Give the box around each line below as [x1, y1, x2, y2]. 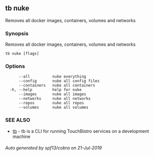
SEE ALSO [5, 117, 31, 124]
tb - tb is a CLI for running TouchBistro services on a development [12, 128, 149, 134]
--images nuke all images [18, 92, 86, 97]
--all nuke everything [18, 74, 86, 80]
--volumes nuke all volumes [18, 105, 89, 110]
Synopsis [5, 30, 29, 37]
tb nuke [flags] [5, 51, 39, 56]
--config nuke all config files [18, 79, 100, 84]
